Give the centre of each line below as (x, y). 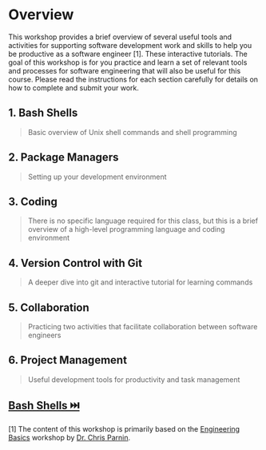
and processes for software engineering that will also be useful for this (125, 70)
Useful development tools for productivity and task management (134, 379)
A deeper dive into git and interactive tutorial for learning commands (140, 282)
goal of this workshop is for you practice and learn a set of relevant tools (128, 62)
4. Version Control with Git (75, 263)
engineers (44, 335)
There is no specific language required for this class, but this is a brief (143, 221)
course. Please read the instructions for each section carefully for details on (133, 79)
